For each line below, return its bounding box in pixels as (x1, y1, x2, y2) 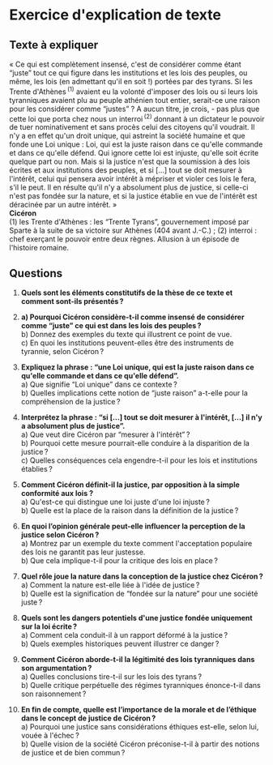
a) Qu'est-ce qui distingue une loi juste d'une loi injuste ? (20, 497, 210, 507)
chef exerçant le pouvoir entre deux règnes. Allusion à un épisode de (9, 234, 240, 244)
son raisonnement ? (20, 689, 87, 699)
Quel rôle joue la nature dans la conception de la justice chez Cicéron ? (20, 571, 264, 581)
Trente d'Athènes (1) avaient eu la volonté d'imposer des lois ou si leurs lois (9, 85, 258, 96)
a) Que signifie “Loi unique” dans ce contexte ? (20, 379, 177, 390)
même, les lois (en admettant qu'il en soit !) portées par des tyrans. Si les (9, 77, 254, 86)
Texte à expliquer (9, 38, 99, 52)
